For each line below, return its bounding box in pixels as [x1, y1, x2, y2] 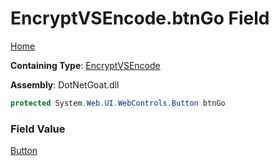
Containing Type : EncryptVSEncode [10, 59, 161, 71]
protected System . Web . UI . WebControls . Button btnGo [10, 98, 226, 108]
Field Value [10, 122, 66, 136]
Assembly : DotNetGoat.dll [10, 78, 120, 91]
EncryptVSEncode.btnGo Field [10, 7, 270, 30]
